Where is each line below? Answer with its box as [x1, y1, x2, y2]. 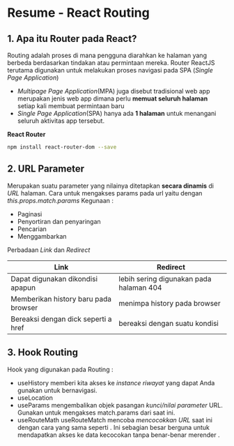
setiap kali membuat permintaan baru [17, 102, 125, 110]
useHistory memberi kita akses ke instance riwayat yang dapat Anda [17, 378, 215, 387]
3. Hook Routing [7, 347, 79, 359]
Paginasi [17, 209, 42, 218]
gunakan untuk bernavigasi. [17, 386, 97, 394]
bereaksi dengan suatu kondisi [118, 318, 219, 328]
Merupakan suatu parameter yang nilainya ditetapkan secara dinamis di [7, 181, 214, 190]
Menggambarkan [17, 232, 68, 240]
